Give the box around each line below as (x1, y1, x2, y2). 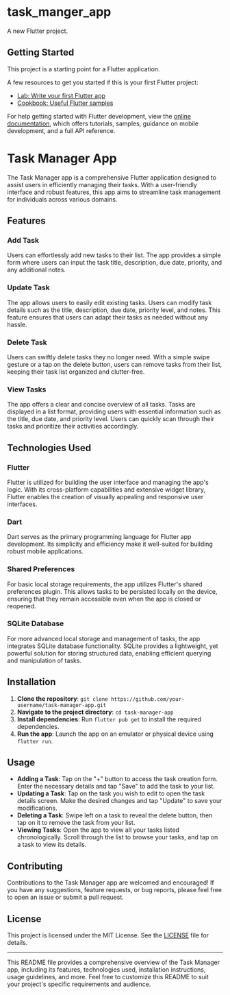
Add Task (7, 236, 40, 245)
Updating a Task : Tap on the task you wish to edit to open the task (16, 789, 205, 798)
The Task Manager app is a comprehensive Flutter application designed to (7, 173, 217, 182)
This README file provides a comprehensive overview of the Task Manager (7, 958, 220, 967)
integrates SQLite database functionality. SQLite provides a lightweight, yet (7, 642, 218, 650)
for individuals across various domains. (7, 195, 118, 203)
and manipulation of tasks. (7, 656, 82, 664)
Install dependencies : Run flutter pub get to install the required (16, 715, 202, 723)
